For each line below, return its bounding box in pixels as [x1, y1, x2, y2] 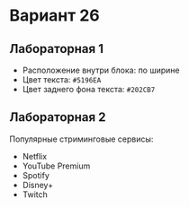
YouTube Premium [22, 160, 91, 171]
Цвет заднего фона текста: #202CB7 [22, 84, 156, 94]
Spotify [22, 169, 49, 180]
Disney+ [22, 179, 54, 190]
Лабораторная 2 [9, 109, 106, 125]
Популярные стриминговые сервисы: [9, 134, 154, 144]
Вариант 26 [9, 5, 101, 26]
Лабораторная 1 [9, 41, 103, 56]
